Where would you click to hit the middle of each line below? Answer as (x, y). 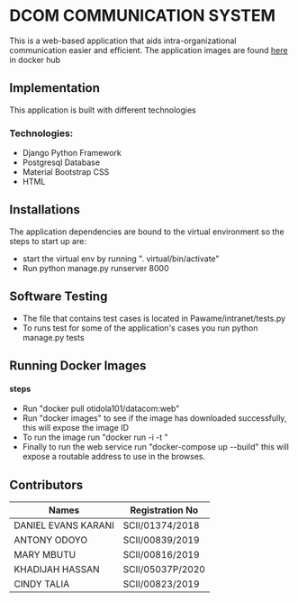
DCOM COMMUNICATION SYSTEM (143, 16)
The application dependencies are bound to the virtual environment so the (147, 232)
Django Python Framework (72, 153)
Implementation (55, 88)
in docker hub (35, 59)
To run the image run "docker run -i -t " (95, 437)
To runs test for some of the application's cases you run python (140, 328)
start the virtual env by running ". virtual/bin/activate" (121, 259)
